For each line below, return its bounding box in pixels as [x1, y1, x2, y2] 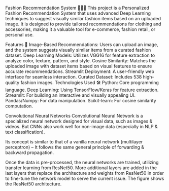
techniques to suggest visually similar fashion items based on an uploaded [5, 16, 161, 21]
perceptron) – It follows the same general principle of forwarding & [5, 144, 145, 150]
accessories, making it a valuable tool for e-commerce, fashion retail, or [5, 26, 156, 32]
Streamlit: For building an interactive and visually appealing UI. [5, 92, 136, 98]
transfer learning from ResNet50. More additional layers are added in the [5, 165, 157, 171]
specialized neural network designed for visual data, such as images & [5, 118, 153, 124]
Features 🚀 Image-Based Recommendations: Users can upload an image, [5, 42, 158, 48]
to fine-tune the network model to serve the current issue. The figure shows [5, 175, 164, 181]
